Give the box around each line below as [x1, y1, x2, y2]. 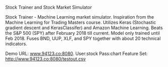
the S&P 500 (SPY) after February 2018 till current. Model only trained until [5, 30, 160, 36]
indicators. [5, 41, 28, 47]
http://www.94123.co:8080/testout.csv [5, 56, 86, 62]
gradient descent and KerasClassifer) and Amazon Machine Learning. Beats [5, 25, 163, 31]
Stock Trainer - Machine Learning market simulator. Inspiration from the [5, 14, 154, 20]
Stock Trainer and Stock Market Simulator [5, 5, 92, 10]
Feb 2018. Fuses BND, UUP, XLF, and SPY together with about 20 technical [5, 35, 161, 41]
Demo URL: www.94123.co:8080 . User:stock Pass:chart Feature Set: [5, 50, 148, 56]
